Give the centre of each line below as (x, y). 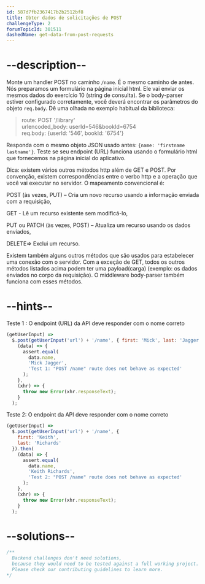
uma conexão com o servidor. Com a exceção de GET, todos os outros (96, 262)
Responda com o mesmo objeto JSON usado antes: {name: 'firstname (96, 145)
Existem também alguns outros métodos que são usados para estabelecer (100, 256)
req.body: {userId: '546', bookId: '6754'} (72, 133)
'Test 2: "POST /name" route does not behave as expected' (106, 477)
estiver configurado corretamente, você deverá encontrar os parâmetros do (102, 102)
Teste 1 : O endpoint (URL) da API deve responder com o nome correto (96, 323)
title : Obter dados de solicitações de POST (64, 18)
